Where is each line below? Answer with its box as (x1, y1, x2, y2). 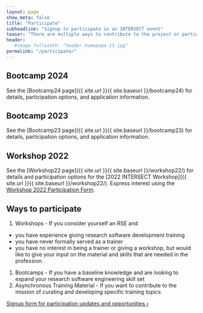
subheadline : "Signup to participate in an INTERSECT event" (6, 25, 164, 32)
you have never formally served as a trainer (14, 238, 124, 245)
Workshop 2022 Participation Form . (6, 186, 95, 194)
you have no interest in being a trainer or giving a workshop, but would (14, 245, 192, 251)
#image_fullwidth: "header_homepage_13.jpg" (14, 43, 129, 49)
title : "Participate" (6, 20, 61, 26)
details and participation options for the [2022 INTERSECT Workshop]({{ (6, 173, 187, 180)
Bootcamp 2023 (6, 110, 68, 121)
